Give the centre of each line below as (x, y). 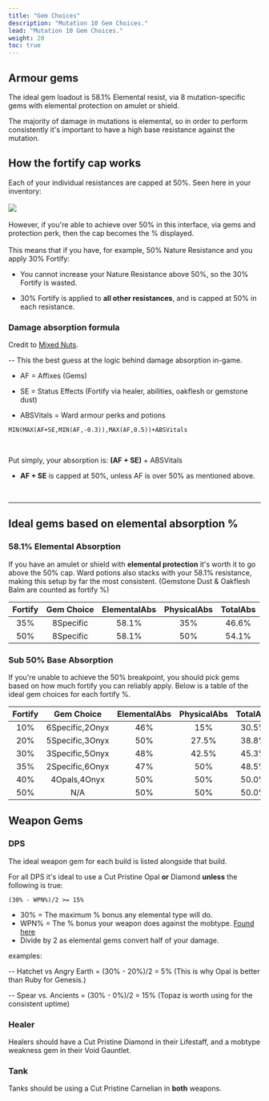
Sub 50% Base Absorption (61, 659)
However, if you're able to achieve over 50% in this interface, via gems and (132, 224)
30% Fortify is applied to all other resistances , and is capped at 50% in (138, 298)
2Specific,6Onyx (78, 767)
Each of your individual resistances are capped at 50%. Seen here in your (130, 182)
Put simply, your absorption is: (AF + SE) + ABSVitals (95, 460)
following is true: (36, 885)
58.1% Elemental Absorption (65, 546)
